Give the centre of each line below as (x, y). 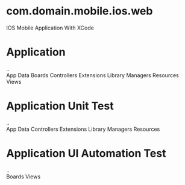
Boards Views (24, 177)
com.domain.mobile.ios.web (80, 11)
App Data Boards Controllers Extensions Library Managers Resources (92, 75)
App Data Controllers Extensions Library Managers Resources (83, 129)
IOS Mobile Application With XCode (50, 28)
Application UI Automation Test (86, 153)
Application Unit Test (60, 106)
